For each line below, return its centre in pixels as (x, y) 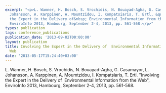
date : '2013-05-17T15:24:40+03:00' (42, 56)
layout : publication (26, 42)
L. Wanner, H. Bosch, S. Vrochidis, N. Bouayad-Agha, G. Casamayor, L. (77, 70)
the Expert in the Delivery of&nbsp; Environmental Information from (83, 19)
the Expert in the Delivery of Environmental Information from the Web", (78, 80)
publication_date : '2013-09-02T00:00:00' (48, 38)
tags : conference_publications (37, 33)
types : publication (25, 28)
